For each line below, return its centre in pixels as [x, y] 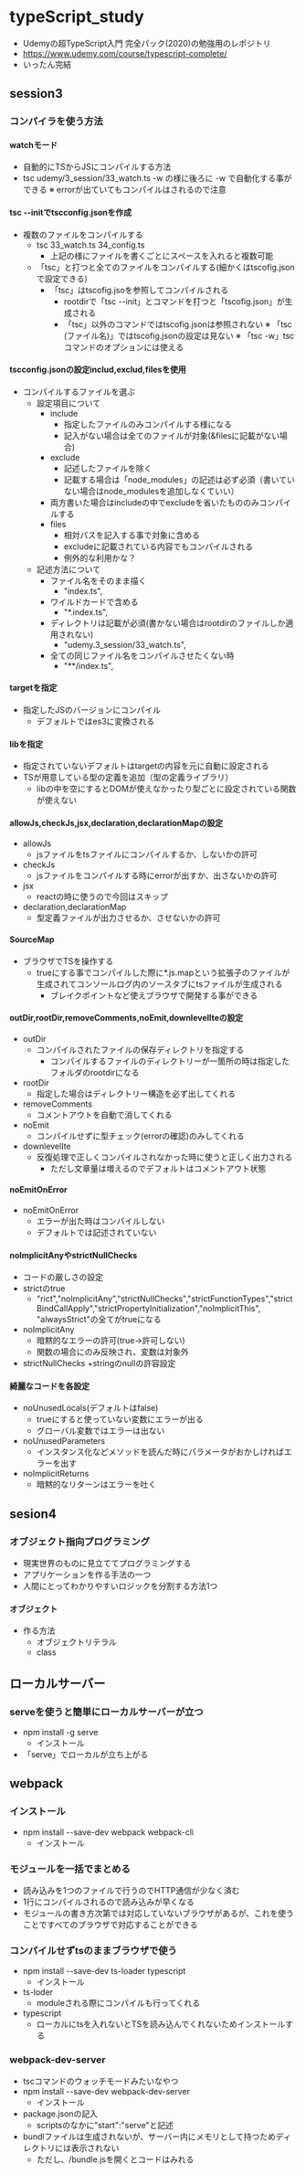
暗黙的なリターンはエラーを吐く [96, 1485]
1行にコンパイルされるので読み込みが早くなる [108, 1902]
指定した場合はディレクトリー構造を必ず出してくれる [136, 1093]
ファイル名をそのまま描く [98, 580]
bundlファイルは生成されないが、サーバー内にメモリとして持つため [149, 2137]
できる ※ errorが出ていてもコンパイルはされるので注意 [124, 190]
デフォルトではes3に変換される [95, 721]
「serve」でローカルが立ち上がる [85, 1755]
